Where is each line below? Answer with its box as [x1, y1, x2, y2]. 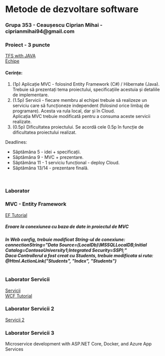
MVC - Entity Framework [5, 201, 67, 208]
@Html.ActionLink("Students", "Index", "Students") [5, 258, 117, 264]
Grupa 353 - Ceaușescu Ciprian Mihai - [5, 22, 103, 29]
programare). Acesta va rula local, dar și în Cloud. [12, 107, 115, 114]
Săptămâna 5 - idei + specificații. [12, 149, 81, 155]
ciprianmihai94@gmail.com [5, 28, 75, 35]
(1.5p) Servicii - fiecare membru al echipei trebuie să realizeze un [12, 97, 147, 103]
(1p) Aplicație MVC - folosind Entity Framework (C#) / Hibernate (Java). [12, 81, 159, 87]
